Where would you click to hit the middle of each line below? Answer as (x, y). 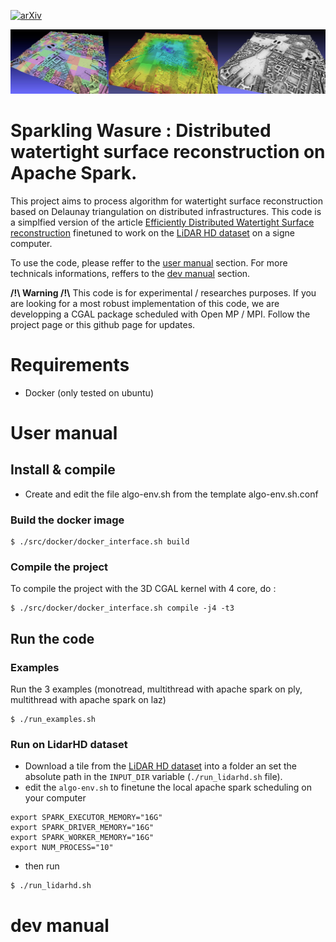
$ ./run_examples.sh (53, 720)
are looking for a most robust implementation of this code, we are (145, 303)
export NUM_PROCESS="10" (62, 848)
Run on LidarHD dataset (69, 744)
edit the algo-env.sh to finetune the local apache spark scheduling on (168, 787)
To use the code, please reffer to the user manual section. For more (149, 262)
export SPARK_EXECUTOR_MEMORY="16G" (86, 818)
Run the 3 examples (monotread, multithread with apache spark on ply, (156, 689)
